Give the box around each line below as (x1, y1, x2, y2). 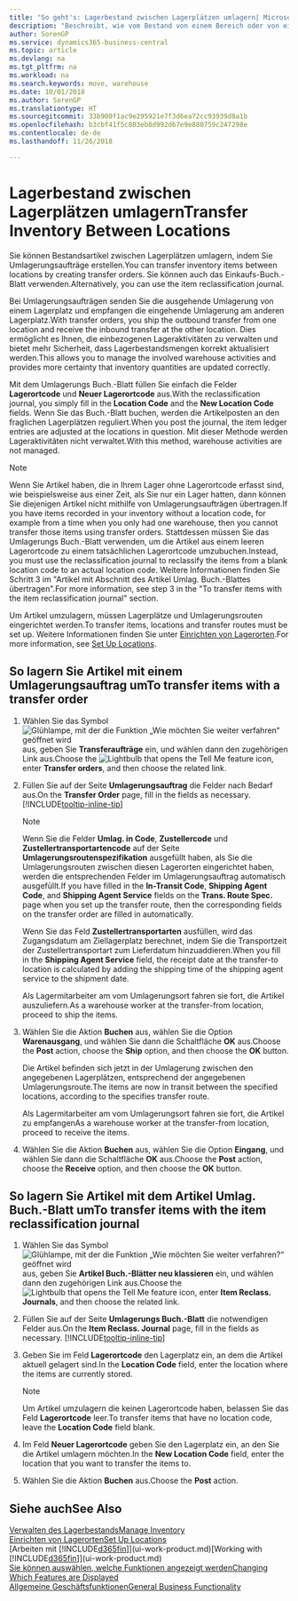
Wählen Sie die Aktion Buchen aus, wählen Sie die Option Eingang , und (21, 1143, 285, 1155)
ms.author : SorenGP (9, 95, 82, 105)
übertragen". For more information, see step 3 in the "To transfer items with (9, 583, 282, 593)
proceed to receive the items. (21, 1127, 130, 1137)
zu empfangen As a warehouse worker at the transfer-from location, (21, 1117, 270, 1128)
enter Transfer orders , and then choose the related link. (21, 762, 227, 773)
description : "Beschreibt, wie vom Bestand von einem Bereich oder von (9, 21, 279, 30)
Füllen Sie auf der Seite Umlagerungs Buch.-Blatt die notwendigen (21, 1314, 269, 1325)
